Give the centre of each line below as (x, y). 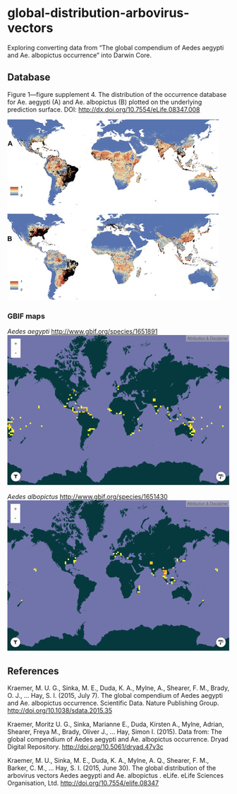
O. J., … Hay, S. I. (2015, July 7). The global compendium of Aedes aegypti (115, 695)
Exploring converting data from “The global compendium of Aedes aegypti (116, 47)
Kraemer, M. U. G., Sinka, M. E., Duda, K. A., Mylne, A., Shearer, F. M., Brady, (119, 688)
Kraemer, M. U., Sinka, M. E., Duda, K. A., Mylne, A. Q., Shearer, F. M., (108, 760)
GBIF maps (26, 316)
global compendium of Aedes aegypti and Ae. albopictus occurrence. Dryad (118, 739)
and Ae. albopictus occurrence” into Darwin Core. (80, 55)
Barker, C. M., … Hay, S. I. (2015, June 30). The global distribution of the (112, 768)
